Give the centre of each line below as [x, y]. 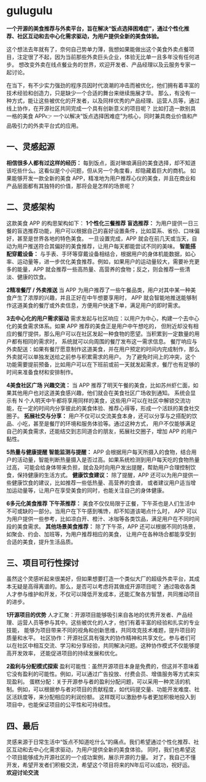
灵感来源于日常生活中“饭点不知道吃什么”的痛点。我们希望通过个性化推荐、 [100, 742]
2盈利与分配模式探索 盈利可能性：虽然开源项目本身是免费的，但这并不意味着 [103, 667]
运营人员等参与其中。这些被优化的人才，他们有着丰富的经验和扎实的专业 [108, 623]
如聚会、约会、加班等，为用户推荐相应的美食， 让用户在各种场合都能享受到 [101, 534]
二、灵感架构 [31, 207]
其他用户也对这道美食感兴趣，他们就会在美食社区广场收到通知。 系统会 [101, 393]
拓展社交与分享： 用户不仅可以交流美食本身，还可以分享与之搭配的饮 [110, 416]
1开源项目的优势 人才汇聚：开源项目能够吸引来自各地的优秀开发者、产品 [97, 615]
